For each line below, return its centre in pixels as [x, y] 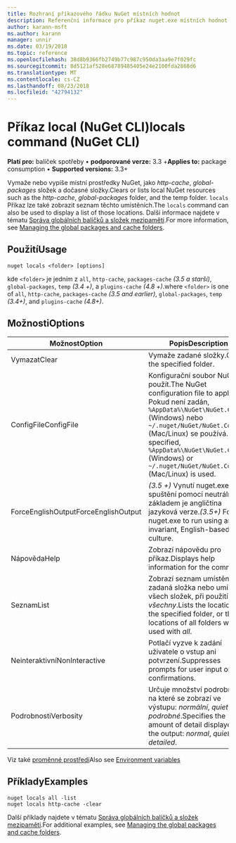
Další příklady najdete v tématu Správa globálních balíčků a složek [103, 817]
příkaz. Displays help [182, 558]
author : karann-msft [38, 27]
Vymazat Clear [34, 360]
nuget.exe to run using [185, 520]
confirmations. [172, 678]
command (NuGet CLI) [74, 142]
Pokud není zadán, [179, 402]
